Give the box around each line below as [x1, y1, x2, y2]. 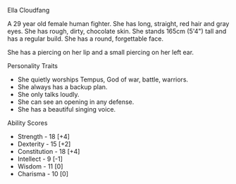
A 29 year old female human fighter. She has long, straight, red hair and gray [7, 20, 230, 27]
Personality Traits [7, 62, 58, 70]
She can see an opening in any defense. [17, 98, 135, 106]
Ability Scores [7, 119, 48, 127]
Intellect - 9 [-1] [17, 155, 63, 163]
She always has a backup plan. [17, 83, 108, 91]
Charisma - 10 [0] [17, 170, 69, 178]
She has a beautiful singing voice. [17, 105, 116, 113]
